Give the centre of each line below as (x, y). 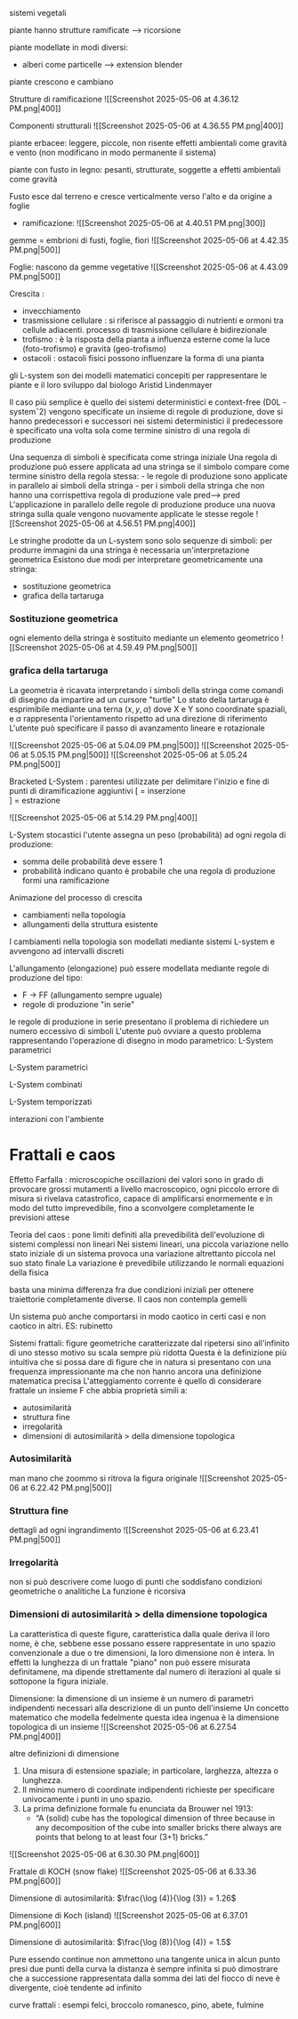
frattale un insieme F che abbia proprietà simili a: (99, 1390)
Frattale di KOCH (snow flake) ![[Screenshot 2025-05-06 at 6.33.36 (133, 1871)
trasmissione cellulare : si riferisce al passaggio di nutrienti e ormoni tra (153, 320)
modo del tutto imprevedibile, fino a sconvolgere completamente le (132, 1207)
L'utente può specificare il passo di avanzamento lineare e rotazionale (137, 728)
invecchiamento (52, 311)
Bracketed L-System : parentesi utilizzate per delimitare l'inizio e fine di (139, 781)
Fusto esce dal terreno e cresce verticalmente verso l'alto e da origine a (141, 196)
